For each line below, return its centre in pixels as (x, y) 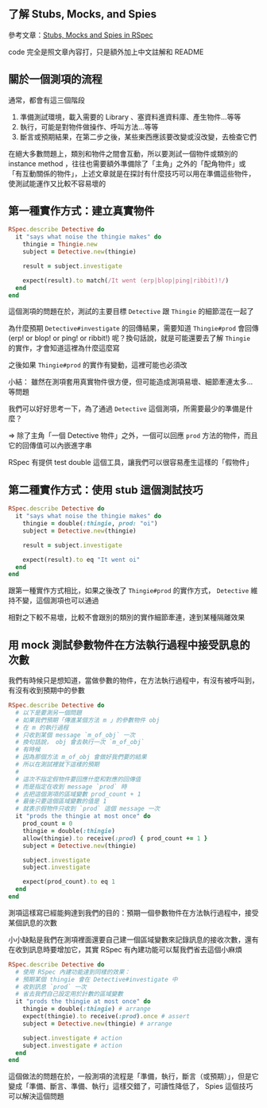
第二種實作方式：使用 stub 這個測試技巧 (106, 490)
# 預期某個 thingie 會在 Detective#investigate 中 (97, 979)
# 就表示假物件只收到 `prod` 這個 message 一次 (88, 809)
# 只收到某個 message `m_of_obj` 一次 (75, 735)
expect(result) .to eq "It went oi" (81, 560)
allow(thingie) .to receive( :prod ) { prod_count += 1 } (115, 838)
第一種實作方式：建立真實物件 (81, 211)
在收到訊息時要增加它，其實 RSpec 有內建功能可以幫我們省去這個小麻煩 (125, 949)
